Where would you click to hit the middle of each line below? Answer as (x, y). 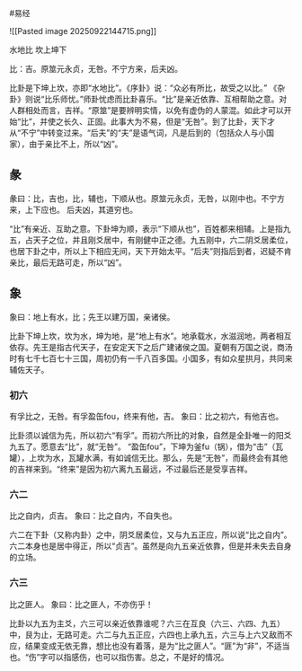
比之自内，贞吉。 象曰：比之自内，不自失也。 (93, 516)
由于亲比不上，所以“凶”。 (75, 144)
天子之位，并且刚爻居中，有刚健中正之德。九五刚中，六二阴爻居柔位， (163, 240)
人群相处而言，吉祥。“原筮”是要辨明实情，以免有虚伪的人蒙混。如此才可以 (147, 110)
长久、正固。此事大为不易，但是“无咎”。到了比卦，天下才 (169, 121)
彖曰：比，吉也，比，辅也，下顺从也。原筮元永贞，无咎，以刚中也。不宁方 (147, 198)
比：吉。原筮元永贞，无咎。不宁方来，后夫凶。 (96, 69)
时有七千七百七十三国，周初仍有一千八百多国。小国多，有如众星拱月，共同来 (151, 358)
